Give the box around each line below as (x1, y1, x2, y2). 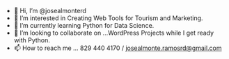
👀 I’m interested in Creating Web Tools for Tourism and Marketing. (13, 14, 203, 22)
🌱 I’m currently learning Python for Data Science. (13, 22, 155, 29)
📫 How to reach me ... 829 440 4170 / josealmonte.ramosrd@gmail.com (13, 44, 222, 52)
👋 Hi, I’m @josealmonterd (13, 7, 87, 15)
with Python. (13, 36, 51, 44)
